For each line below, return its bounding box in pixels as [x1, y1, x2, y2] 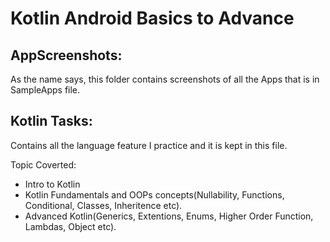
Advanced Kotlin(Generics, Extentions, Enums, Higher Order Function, [24, 210, 314, 222]
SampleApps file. [10, 84, 81, 96]
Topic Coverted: [10, 158, 77, 171]
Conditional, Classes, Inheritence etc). [24, 199, 183, 211]
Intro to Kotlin [24, 178, 81, 190]
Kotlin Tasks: [10, 113, 93, 130]
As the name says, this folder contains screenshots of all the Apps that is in [10, 73, 320, 85]
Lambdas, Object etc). [24, 220, 117, 232]
